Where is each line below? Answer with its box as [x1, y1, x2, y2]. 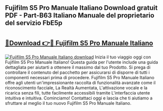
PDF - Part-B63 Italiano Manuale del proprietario [5, 12, 155, 20]
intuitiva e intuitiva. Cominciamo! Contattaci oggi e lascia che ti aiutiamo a [5, 95, 153, 101]
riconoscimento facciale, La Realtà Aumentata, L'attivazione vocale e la [5, 85, 147, 91]
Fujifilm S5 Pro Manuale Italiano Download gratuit [5, 4, 158, 12]
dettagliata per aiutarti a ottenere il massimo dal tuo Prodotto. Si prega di [5, 65, 151, 70]
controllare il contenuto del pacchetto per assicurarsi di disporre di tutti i [5, 69, 150, 75]
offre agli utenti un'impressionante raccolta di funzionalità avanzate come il [5, 80, 156, 85]
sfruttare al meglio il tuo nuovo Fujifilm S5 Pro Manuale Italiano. [5, 100, 131, 106]
